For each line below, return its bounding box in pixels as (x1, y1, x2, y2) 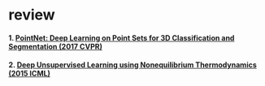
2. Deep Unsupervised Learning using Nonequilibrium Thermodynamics (8, 60, 258, 70)
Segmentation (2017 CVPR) (8, 41, 103, 51)
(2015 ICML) (8, 69, 51, 79)
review (8, 6, 55, 24)
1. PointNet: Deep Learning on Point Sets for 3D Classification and (8, 32, 235, 42)
